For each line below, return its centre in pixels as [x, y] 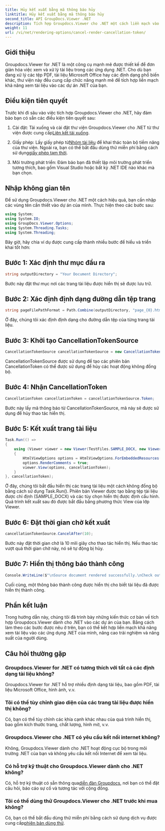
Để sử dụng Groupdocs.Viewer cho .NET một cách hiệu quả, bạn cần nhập [81, 200]
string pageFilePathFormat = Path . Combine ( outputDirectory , [68, 310]
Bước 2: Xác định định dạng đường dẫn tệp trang [81, 299]
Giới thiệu [20, 52]
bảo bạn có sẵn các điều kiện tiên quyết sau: [50, 118]
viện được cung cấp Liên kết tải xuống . [51, 133]
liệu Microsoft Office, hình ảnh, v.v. [40, 690]
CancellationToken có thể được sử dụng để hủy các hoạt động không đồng [81, 366]
